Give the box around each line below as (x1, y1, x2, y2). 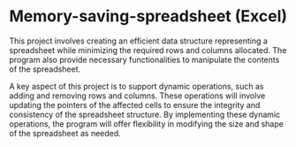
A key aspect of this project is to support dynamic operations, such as (9, 81, 264, 91)
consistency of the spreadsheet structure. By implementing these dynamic (9, 109, 281, 120)
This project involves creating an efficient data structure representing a (9, 35, 268, 46)
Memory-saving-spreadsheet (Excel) (9, 6, 288, 27)
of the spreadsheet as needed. (9, 128, 121, 138)
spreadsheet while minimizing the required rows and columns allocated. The (9, 44, 287, 55)
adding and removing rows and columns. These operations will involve (9, 90, 266, 101)
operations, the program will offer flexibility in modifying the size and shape (9, 118, 285, 129)
